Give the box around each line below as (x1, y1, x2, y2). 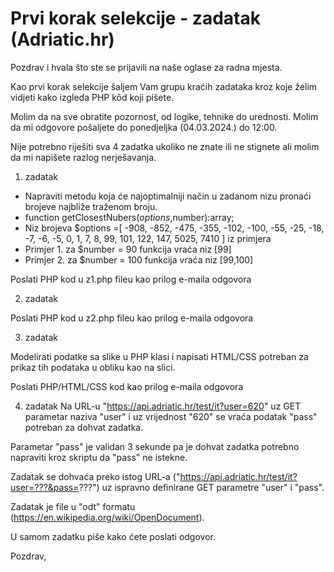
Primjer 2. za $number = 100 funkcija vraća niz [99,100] (24, 253, 254, 266)
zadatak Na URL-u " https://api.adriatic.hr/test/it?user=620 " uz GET (24, 400, 302, 412)
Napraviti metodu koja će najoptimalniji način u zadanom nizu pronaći (24, 190, 312, 202)
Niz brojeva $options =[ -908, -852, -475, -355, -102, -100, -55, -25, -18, (24, 222, 325, 234)
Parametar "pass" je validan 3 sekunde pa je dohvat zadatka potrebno (10, 440, 300, 452)
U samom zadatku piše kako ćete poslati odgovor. (10, 530, 216, 542)
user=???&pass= (10, 481, 80, 493)
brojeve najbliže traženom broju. (24, 200, 158, 212)
